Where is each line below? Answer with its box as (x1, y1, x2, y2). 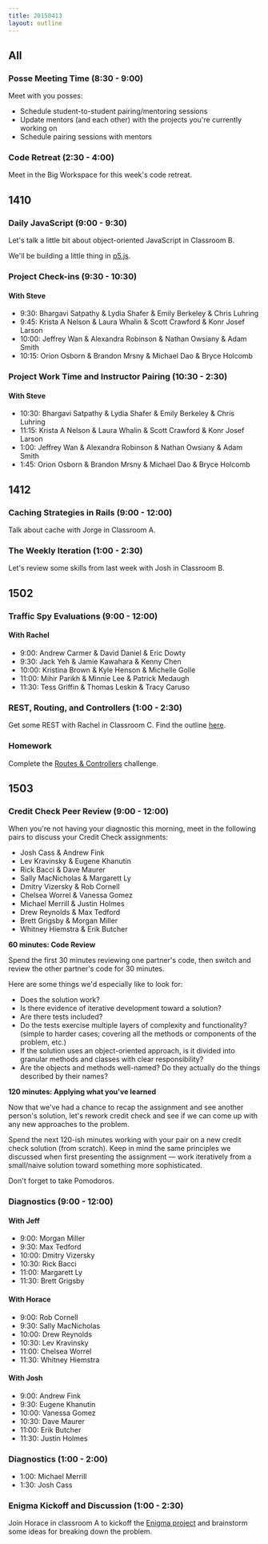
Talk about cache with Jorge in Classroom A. (8, 525, 156, 535)
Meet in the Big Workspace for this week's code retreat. (8, 170, 193, 180)
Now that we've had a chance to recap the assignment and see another (8, 1102, 244, 1113)
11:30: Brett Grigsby (19, 1276, 85, 1285)
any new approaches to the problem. (8, 1120, 130, 1129)
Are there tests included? (19, 1012, 103, 1021)
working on (19, 123, 58, 133)
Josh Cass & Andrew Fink (19, 848, 106, 857)
